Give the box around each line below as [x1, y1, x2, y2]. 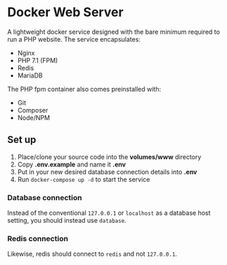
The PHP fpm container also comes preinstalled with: [7, 85, 162, 93]
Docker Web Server [7, 4, 124, 20]
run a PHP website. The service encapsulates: [7, 35, 141, 43]
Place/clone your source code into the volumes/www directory [17, 152, 202, 161]
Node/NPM [17, 113, 51, 122]
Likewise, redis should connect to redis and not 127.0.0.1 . [7, 249, 178, 258]
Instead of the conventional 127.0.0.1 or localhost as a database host [7, 209, 211, 217]
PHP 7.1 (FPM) [17, 56, 58, 64]
